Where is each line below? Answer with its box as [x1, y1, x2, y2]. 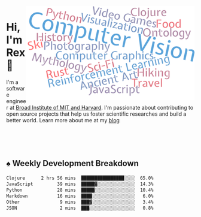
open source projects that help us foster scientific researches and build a [6, 110, 187, 117]
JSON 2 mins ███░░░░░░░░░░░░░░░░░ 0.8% [6, 205, 154, 211]
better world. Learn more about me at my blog [6, 116, 120, 123]
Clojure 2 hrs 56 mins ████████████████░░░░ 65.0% [6, 175, 154, 181]
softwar [6, 85, 25, 92]
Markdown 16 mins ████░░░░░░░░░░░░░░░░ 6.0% [6, 193, 154, 199]
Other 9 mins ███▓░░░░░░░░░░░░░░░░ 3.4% [6, 199, 154, 205]
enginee [6, 97, 27, 104]
